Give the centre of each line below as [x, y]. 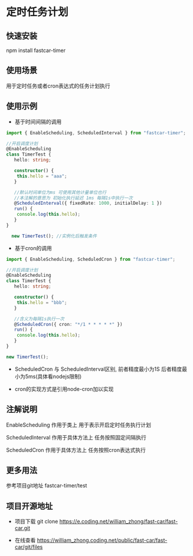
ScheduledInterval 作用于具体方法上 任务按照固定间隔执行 [76, 437]
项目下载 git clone [36, 522]
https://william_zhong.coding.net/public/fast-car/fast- [102, 540]
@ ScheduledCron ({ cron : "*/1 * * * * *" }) [68, 324]
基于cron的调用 [33, 248]
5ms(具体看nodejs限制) [53, 376]
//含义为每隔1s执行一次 [39, 319]
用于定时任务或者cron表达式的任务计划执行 [58, 86]
